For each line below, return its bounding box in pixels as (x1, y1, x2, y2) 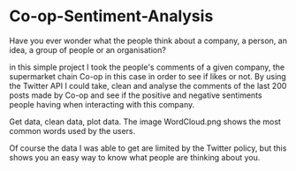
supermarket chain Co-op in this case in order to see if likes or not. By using (9, 71, 287, 81)
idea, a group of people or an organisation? (9, 44, 166, 55)
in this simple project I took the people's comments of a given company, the (9, 62, 285, 72)
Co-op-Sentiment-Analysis (9, 6, 214, 26)
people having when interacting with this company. (9, 99, 195, 109)
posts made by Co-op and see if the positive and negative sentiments (9, 90, 262, 100)
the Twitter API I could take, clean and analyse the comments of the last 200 (9, 80, 287, 91)
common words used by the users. (9, 125, 135, 136)
